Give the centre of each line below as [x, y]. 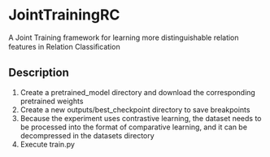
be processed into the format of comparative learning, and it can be [134, 127]
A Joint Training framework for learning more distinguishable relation [124, 37]
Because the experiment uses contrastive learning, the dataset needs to [141, 118]
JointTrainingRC [64, 15]
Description [39, 73]
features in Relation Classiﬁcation [64, 46]
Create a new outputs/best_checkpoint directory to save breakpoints [135, 109]
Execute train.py [48, 144]
